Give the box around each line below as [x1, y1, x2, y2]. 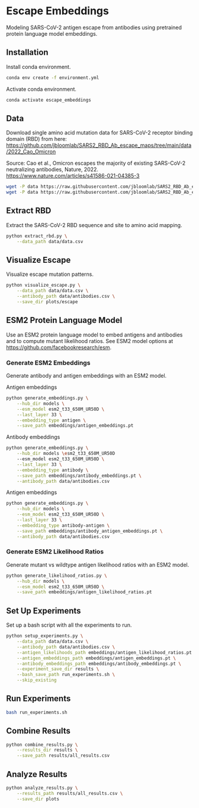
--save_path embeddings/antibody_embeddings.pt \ [17, 473, 142, 479]
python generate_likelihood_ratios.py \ [6, 573, 108, 579]
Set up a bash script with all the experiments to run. [6, 621, 132, 628]
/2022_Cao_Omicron [6, 148, 56, 155]
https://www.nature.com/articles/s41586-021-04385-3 [6, 172, 140, 180]
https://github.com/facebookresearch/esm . [6, 344, 111, 351]
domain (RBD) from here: [6, 136, 67, 143]
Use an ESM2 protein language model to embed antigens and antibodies [6, 331, 183, 338]
